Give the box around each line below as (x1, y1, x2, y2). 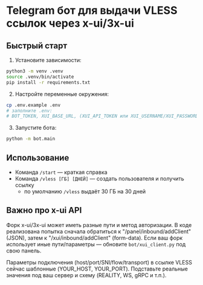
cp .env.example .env (6, 102, 61, 108)
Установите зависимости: (14, 57, 82, 63)
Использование (6, 152, 69, 163)
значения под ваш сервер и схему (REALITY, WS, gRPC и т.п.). (6, 271, 167, 278)
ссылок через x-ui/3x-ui (6, 16, 134, 30)
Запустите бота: (14, 124, 57, 132)
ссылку (14, 181, 34, 188)
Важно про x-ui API (6, 205, 82, 216)
